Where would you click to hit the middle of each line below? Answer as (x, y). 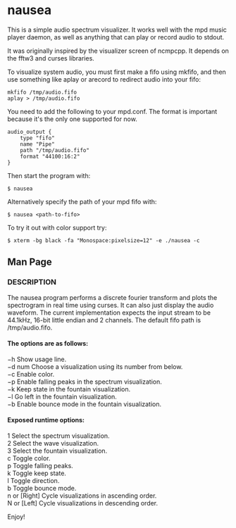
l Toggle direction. (33, 481)
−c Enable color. (31, 374)
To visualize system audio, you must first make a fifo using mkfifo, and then (117, 72)
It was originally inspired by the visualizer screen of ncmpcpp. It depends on (118, 51)
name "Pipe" (37, 144)
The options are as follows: (48, 344)
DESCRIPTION (32, 282)
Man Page (30, 262)
